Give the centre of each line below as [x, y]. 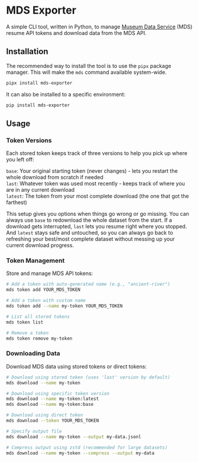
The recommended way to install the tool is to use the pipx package [89, 66]
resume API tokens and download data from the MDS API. [76, 33]
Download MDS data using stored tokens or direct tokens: [76, 366]
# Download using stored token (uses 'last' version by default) [88, 377]
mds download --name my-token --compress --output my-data [80, 453]
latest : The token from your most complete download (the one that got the [98, 196]
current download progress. [40, 245]
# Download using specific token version [58, 393]
